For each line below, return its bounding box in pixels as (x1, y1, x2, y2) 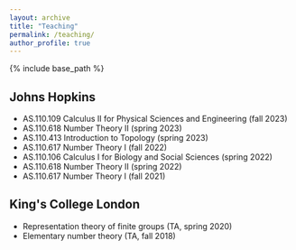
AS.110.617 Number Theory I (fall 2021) (22, 171, 166, 181)
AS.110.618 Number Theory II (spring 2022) (22, 162, 182, 172)
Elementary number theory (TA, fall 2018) (22, 230, 176, 241)
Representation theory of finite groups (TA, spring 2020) (22, 220, 233, 231)
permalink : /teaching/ (9, 30, 95, 39)
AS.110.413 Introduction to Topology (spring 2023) (22, 133, 209, 144)
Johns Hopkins (9, 89, 97, 105)
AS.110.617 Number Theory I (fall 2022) (22, 142, 168, 153)
